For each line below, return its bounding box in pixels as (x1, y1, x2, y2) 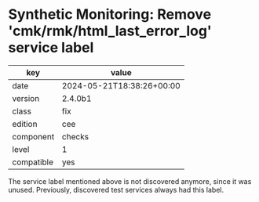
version (12, 92, 40, 103)
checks (61, 131, 89, 142)
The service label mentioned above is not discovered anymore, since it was (8, 176, 252, 186)
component (12, 131, 55, 142)
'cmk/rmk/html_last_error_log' (8, 22, 212, 40)
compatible (12, 157, 53, 168)
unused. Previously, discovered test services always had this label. (8, 185, 224, 194)
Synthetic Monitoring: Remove (8, 5, 212, 23)
